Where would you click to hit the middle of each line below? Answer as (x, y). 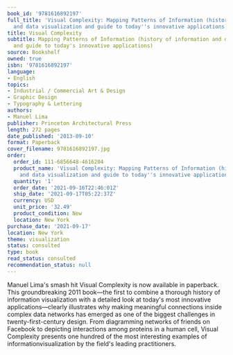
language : (21, 71)
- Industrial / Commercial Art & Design (67, 91)
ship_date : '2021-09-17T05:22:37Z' (65, 194)
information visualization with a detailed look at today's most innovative (109, 300)
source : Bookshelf (34, 53)
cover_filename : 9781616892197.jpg (59, 149)
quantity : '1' (34, 181)
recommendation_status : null (49, 265)
